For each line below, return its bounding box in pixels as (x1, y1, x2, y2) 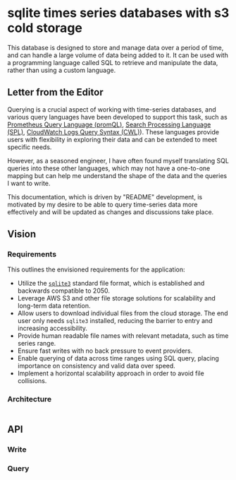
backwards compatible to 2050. (17, 286, 111, 295)
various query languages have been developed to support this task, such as (7, 112, 228, 121)
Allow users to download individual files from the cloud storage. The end (17, 309, 228, 317)
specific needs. (7, 143, 52, 151)
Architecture (7, 394, 52, 404)
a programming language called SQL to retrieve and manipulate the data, (7, 58, 218, 66)
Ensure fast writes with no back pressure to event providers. (17, 346, 193, 355)
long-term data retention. (17, 302, 91, 310)
